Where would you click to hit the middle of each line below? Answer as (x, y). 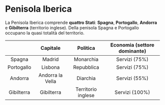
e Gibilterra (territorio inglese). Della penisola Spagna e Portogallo (72, 27)
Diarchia (86, 78)
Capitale (51, 48)
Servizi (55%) (132, 78)
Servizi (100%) (132, 92)
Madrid (51, 59)
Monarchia (86, 59)
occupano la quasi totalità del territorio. (45, 33)
